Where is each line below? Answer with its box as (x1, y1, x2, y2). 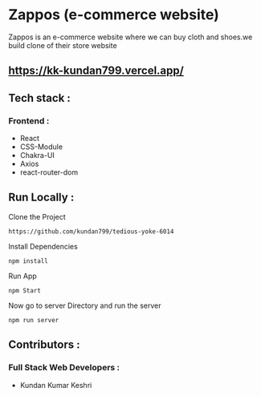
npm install (8, 257, 48, 265)
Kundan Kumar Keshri (19, 380, 92, 390)
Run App (8, 271, 38, 281)
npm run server (8, 316, 59, 324)
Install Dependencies (8, 241, 78, 251)
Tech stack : (8, 91, 71, 105)
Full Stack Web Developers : (8, 362, 120, 374)
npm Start (8, 286, 42, 294)
